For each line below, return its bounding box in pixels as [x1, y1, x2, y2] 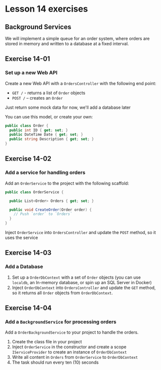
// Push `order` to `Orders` [14, 212, 73, 217]
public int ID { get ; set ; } [9, 128, 68, 133]
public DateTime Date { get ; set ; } [9, 132, 83, 137]
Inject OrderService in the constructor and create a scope [12, 344, 127, 350]
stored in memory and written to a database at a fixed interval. [5, 41, 129, 47]
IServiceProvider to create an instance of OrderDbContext [12, 349, 127, 355]
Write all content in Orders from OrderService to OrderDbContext [12, 354, 138, 360]
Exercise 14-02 [5, 154, 52, 163]
